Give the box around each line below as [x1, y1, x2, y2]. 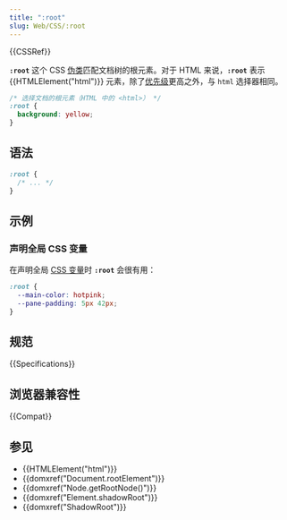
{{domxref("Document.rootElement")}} [21, 473, 165, 484]
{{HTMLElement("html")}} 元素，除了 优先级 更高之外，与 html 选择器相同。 [9, 75, 283, 86]
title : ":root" [9, 13, 66, 22]
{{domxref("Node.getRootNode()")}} [21, 482, 157, 493]
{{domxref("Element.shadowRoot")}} [21, 492, 158, 503]
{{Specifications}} [9, 359, 76, 370]
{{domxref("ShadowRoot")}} [21, 502, 127, 513]
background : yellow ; [17, 110, 94, 119]
